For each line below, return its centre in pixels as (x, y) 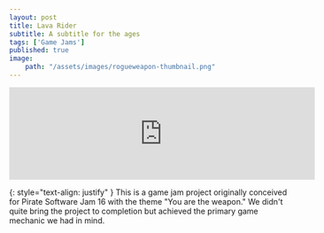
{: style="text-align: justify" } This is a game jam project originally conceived (148, 192)
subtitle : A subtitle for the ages (75, 34)
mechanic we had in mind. (57, 220)
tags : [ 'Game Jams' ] (47, 42)
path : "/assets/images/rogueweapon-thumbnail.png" (120, 67)
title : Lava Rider (43, 26)
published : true (39, 50)
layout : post (33, 17)
